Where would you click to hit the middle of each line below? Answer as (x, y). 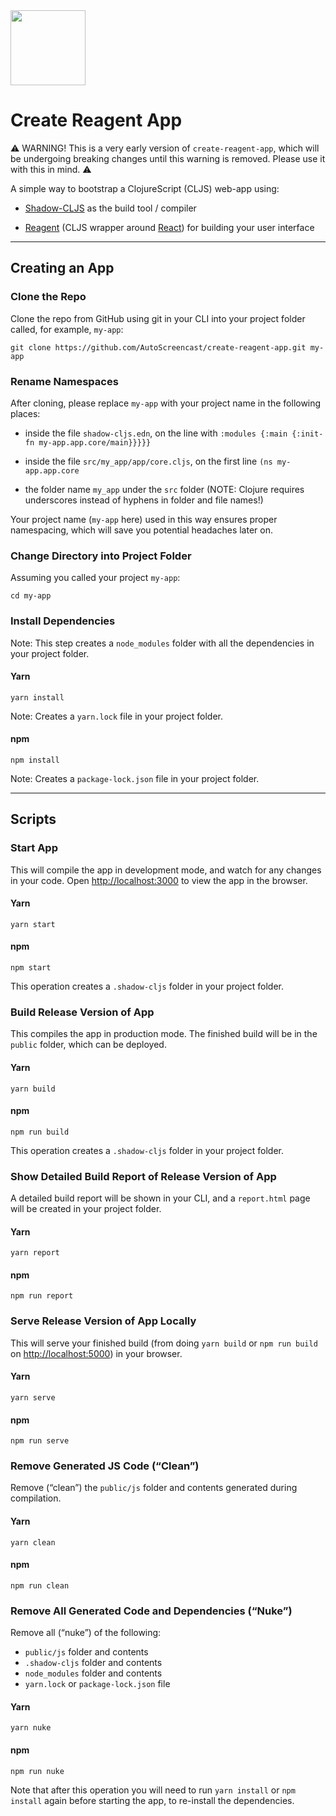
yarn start (33, 924)
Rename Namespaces (64, 381)
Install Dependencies (63, 621)
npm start (31, 968)
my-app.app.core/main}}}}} (95, 442)
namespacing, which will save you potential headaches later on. (141, 530)
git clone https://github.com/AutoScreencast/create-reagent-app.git (158, 347)
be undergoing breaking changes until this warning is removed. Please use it (168, 158)
